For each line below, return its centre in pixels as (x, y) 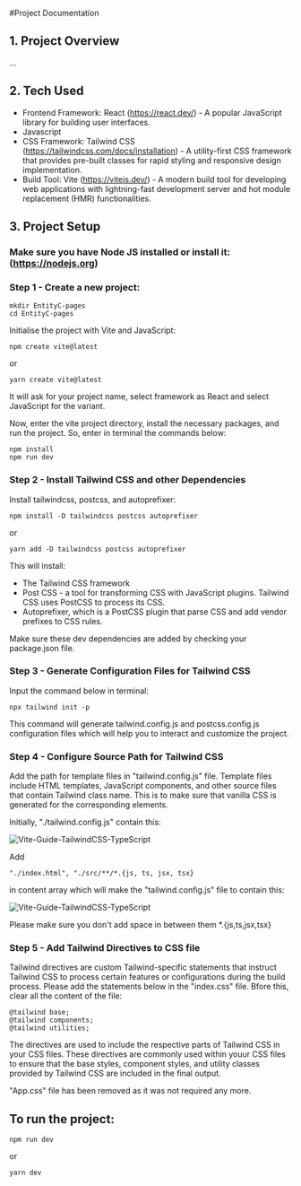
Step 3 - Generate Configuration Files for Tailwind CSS (130, 671)
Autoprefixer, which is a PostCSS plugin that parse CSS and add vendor (154, 611)
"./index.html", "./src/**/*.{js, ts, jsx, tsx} (102, 874)
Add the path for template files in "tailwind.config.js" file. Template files (141, 776)
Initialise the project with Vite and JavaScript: (93, 330)
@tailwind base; (39, 1013)
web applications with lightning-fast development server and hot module (156, 188)
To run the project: (62, 1119)
